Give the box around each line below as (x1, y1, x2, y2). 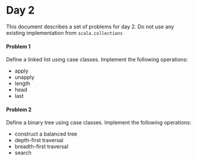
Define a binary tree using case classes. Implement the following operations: (6, 119, 192, 126)
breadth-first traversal (14, 143, 69, 150)
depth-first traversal (14, 137, 64, 144)
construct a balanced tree (14, 130, 78, 137)
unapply (14, 74, 35, 81)
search (14, 149, 32, 156)
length (14, 80, 31, 87)
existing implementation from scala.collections (6, 29, 123, 36)
